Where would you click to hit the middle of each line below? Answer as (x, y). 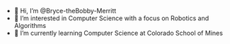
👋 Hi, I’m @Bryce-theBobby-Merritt (65, 11)
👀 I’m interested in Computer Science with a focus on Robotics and (111, 18)
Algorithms (30, 25)
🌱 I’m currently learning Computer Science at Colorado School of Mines (118, 33)
